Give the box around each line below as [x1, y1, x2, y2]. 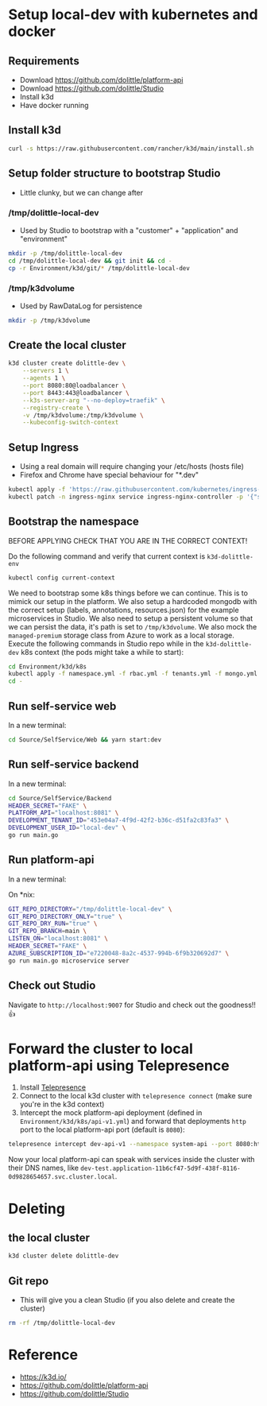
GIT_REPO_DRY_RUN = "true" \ [8, 920, 98, 928]
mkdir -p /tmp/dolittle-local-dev [8, 249, 123, 258]
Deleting [8, 1199, 66, 1218]
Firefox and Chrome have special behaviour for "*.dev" [19, 471, 199, 480]
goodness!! [219, 1000, 257, 1009]
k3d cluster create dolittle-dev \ [8, 359, 126, 367]
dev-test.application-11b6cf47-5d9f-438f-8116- [80, 1164, 241, 1173]
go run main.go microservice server [8, 956, 130, 965]
